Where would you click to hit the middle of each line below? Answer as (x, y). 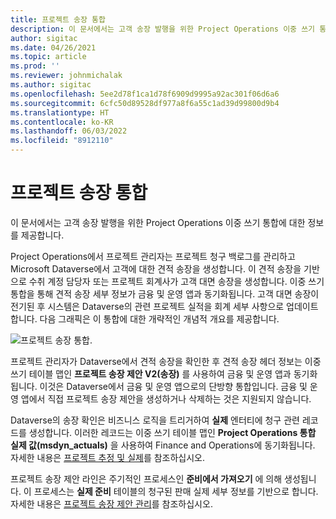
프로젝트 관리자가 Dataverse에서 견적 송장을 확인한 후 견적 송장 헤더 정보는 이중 (166, 361)
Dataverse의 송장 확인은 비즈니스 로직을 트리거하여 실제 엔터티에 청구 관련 (155, 420)
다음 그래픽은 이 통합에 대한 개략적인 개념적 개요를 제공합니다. (159, 318)
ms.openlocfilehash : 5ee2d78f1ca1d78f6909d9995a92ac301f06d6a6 (145, 94)
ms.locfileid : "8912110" (62, 141)
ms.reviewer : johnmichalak (66, 76)
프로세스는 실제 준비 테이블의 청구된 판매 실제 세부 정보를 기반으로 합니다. (176, 491)
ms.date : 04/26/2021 (53, 47)
